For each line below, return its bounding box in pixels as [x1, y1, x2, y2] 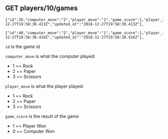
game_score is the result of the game [5, 113, 79, 119]
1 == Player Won [12, 122, 46, 129]
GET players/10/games [5, 4, 78, 12]
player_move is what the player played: [5, 83, 84, 89]
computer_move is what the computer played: [5, 53, 96, 59]
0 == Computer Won [12, 128, 55, 134]
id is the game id [5, 43, 40, 49]
